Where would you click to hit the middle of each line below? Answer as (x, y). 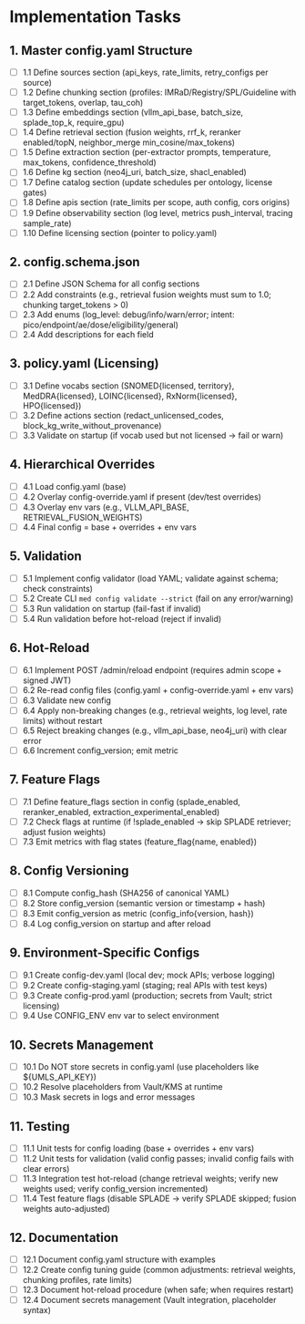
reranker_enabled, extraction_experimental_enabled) (121, 812)
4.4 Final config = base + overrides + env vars (110, 527)
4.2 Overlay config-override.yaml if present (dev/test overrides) (142, 496)
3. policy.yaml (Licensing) (84, 363)
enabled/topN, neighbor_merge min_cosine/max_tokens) (128, 142)
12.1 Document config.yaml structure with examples (119, 1259)
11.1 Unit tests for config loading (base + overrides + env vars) (138, 1148)
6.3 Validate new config (67, 700)
